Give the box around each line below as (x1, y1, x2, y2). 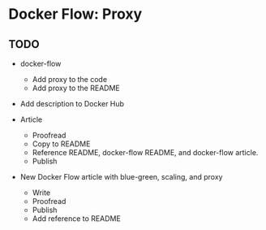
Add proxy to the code (32, 75, 108, 84)
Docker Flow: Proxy (8, 5, 143, 24)
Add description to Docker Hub (19, 99, 124, 108)
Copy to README (32, 139, 91, 149)
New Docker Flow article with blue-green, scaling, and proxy (19, 172, 223, 181)
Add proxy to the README (32, 83, 120, 93)
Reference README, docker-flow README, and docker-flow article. (32, 148, 259, 157)
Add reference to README (32, 214, 122, 223)
